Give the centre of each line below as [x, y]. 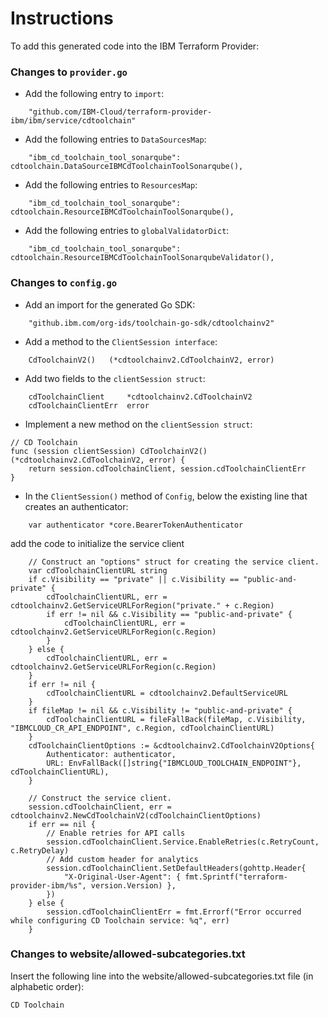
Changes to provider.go [69, 72]
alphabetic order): [47, 986]
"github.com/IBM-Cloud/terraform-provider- [120, 112]
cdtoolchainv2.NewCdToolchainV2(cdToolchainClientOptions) [136, 815]
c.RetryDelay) [40, 850]
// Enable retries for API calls [116, 833]
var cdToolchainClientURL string [98, 570]
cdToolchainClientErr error [89, 405]
